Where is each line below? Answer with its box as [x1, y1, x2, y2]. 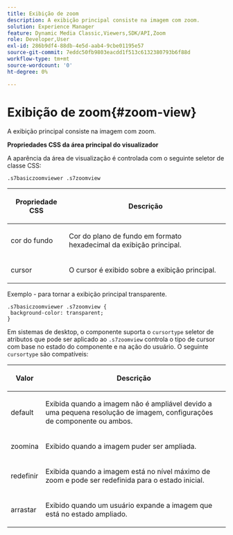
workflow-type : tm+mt [7, 56, 70, 63]
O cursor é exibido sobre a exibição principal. [69, 265, 216, 275]
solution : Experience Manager [7, 23, 95, 30]
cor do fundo [10, 236, 53, 245]
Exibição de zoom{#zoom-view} [7, 104, 197, 120]
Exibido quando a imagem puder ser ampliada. [45, 442, 197, 452]
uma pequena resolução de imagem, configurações [45, 408, 214, 418]
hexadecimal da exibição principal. [69, 240, 182, 250]
